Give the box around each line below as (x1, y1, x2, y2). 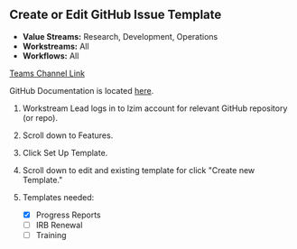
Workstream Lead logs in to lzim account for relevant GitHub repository (22, 103, 288, 114)
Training (35, 229, 67, 240)
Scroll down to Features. (22, 130, 114, 141)
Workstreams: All (22, 41, 89, 51)
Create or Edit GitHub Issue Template (9, 7, 222, 23)
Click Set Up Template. (22, 147, 108, 158)
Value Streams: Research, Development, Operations (22, 31, 218, 41)
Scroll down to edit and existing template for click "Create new (22, 164, 255, 175)
